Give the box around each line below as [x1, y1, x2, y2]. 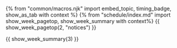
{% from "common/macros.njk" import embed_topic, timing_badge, [5, 5, 172, 12]
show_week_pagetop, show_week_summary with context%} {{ [5, 18, 160, 24]
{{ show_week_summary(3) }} [5, 36, 79, 42]
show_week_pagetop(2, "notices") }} [5, 24, 97, 31]
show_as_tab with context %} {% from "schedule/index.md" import [5, 11, 171, 18]
